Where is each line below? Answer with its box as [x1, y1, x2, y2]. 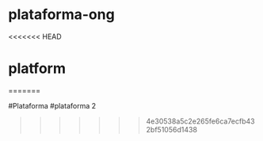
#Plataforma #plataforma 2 [8, 101, 97, 110]
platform [8, 59, 66, 78]
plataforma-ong [8, 6, 115, 24]
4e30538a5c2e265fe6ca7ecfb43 [146, 116, 255, 126]
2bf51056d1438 [146, 124, 198, 134]
